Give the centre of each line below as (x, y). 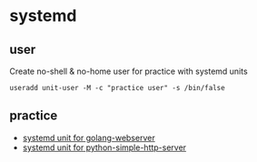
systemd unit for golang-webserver (89, 137)
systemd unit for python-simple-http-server (104, 147)
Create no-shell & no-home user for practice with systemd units (128, 71)
